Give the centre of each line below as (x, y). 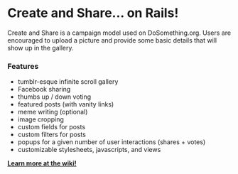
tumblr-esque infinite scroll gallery (68, 82)
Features (23, 66)
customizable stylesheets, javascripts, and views (89, 150)
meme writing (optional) (53, 112)
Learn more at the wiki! (42, 163)
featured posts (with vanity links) (66, 104)
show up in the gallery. (40, 48)
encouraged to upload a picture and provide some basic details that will (112, 40)
